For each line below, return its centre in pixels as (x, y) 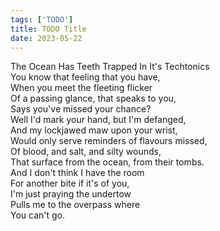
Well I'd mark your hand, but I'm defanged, (98, 120)
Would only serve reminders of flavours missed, (109, 141)
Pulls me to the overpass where (75, 205)
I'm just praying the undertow (71, 194)
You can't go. (38, 215)
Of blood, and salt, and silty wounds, (86, 152)
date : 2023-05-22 (46, 38)
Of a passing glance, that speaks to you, (93, 98)
